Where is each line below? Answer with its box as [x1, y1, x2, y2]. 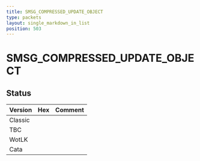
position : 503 [6, 25, 42, 32]
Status [6, 88, 32, 98]
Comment [55, 106, 84, 114]
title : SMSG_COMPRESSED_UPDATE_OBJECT [6, 8, 103, 15]
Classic [9, 116, 30, 124]
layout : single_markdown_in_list [6, 20, 90, 26]
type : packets [6, 14, 42, 20]
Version [9, 106, 32, 114]
